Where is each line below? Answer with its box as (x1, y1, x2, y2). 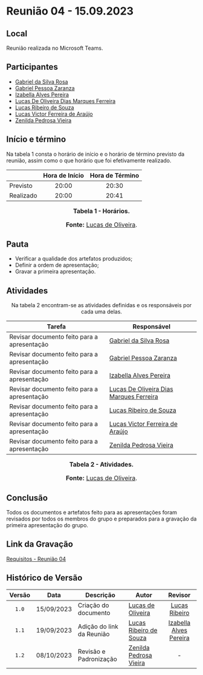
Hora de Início (43, 171, 85, 179)
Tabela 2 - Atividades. (69, 461, 134, 469)
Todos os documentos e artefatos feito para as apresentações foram (6, 509, 177, 516)
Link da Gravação (6, 539, 74, 550)
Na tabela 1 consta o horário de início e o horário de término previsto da (6, 150, 185, 158)
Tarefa (47, 322, 66, 331)
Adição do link (77, 622, 119, 631)
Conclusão (6, 493, 48, 503)
